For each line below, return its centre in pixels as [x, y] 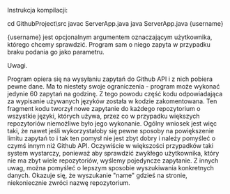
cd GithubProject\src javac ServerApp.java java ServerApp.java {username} [115, 23]
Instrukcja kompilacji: [38, 10]
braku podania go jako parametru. [56, 52]
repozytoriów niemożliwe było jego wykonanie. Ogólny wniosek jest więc [112, 124]
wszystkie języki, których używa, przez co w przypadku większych [103, 116]
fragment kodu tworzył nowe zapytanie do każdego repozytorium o [104, 109]
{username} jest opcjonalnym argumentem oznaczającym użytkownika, [110, 37]
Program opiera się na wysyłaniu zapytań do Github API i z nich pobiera [110, 79]
